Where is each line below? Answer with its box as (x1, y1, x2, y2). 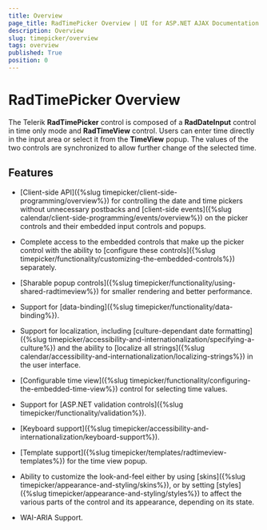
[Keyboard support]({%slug (19, 424, 111, 433)
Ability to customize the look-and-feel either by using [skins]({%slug (19, 472, 246, 481)
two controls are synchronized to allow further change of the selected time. (8, 143, 257, 152)
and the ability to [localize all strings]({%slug (57, 343, 205, 352)
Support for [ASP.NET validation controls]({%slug (19, 400, 184, 409)
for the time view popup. (66, 456, 148, 465)
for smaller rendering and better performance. (100, 286, 253, 296)
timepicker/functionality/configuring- (129, 375, 251, 385)
